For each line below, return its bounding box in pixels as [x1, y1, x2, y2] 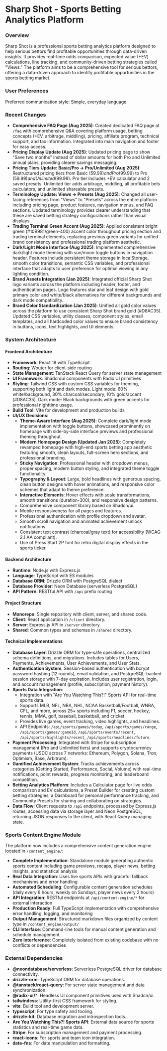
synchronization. [12, 987, 47, 993]
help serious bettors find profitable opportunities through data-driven [5, 48, 147, 54]
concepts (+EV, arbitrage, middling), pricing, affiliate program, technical [12, 133, 160, 139]
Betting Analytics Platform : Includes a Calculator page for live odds [12, 781, 153, 788]
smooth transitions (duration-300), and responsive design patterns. [19, 497, 158, 503]
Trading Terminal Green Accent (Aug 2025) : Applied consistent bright [12, 223, 158, 229]
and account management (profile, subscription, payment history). [12, 681, 149, 687]
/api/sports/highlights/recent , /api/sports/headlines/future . [19, 734, 151, 740]
